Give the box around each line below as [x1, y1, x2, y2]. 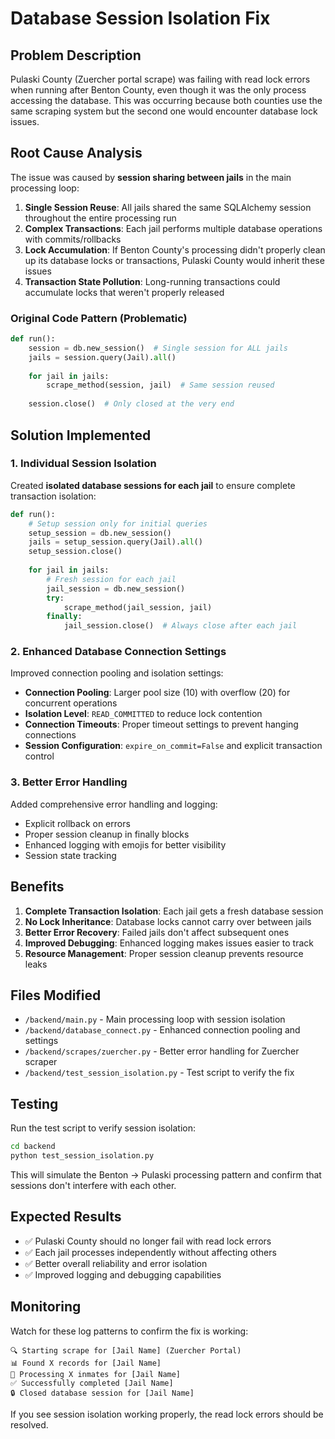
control [24, 750, 55, 762]
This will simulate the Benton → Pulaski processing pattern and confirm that [10, 1168, 322, 1181]
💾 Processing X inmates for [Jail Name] [10, 1369, 182, 1379]
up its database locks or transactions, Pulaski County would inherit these [24, 254, 325, 266]
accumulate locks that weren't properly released [24, 286, 225, 298]
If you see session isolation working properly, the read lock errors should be [10, 1408, 324, 1420]
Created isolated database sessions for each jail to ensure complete [10, 479, 296, 491]
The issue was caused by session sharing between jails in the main [10, 171, 292, 183]
